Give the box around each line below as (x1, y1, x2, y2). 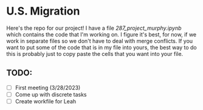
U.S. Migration (6, 4, 80, 18)
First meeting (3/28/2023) (15, 84, 81, 91)
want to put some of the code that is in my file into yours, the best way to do (6, 44, 198, 51)
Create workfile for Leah (15, 97, 77, 105)
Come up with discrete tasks (15, 91, 87, 98)
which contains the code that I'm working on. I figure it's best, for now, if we (6, 30, 197, 38)
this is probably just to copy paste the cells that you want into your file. (6, 50, 184, 57)
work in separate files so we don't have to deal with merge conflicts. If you (6, 37, 193, 44)
